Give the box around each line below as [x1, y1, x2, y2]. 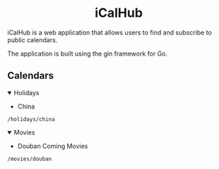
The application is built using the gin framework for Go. [7, 49, 168, 58]
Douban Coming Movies [17, 142, 88, 150]
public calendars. [7, 35, 58, 44]
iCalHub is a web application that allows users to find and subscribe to [7, 28, 212, 37]
